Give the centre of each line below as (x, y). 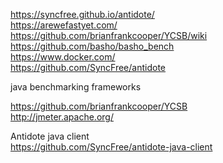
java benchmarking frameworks (76, 87)
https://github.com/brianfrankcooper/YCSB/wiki (109, 35)
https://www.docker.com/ (63, 57)
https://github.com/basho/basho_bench (92, 46)
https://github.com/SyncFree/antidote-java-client (111, 147)
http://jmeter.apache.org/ (62, 117)
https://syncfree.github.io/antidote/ (82, 14)
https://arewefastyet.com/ (64, 25)
